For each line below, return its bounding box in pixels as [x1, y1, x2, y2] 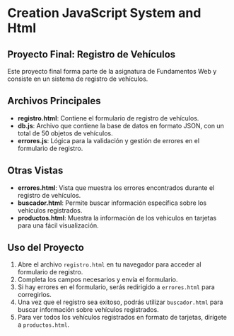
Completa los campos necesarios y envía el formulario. [17, 275, 178, 284]
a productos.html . [17, 320, 69, 329]
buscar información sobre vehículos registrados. [17, 306, 159, 314]
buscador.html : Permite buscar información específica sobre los [17, 198, 207, 207]
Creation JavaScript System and [7, 5, 201, 21]
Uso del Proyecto [7, 242, 85, 254]
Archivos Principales [7, 95, 101, 107]
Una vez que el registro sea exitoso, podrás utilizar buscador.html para [17, 298, 223, 306]
